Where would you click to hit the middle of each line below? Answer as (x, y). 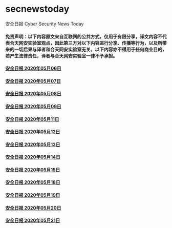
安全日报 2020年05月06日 (33, 68)
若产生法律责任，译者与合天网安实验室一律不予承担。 (61, 56)
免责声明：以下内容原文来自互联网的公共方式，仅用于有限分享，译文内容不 (84, 36)
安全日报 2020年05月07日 (33, 81)
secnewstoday (37, 9)
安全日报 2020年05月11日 (33, 119)
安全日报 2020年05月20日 (33, 208)
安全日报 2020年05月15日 (33, 170)
